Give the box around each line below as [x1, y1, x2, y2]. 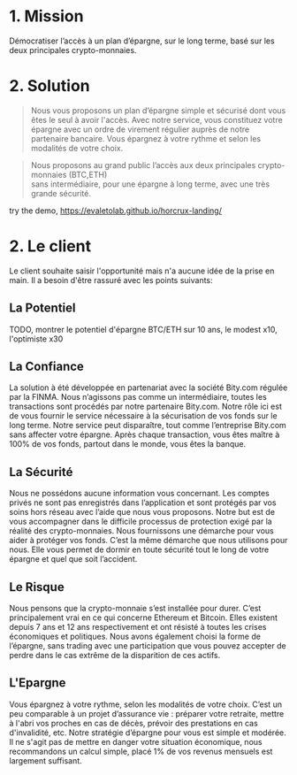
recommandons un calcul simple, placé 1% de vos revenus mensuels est [9, 746, 273, 756]
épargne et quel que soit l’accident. [9, 554, 138, 564]
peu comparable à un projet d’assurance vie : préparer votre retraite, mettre [9, 708, 285, 718]
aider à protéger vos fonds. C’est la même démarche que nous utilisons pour [9, 535, 288, 546]
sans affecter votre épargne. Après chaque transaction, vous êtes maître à [9, 429, 280, 440]
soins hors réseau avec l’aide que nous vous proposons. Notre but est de [9, 507, 276, 518]
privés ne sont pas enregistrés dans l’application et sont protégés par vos [9, 497, 277, 508]
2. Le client [9, 236, 91, 257]
